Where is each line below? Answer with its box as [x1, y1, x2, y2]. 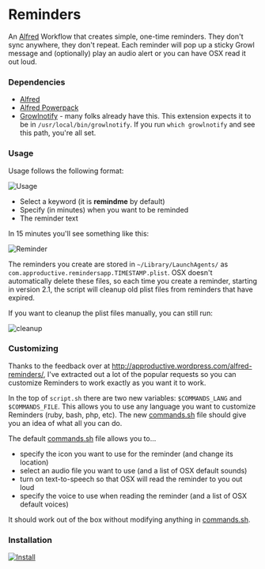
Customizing [8, 343, 59, 354]
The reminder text [19, 213, 79, 223]
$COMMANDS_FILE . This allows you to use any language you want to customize [8, 401, 256, 411]
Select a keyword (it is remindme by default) [19, 196, 165, 206]
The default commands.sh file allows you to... [8, 433, 157, 443]
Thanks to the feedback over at [8, 361, 111, 371]
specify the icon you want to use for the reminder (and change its [19, 449, 233, 458]
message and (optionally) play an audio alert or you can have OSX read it [8, 48, 247, 58]
